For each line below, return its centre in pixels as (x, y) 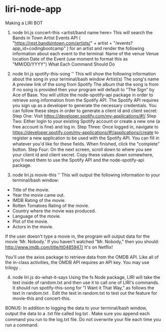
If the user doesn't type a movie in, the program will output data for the (78, 236)
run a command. (22, 325)
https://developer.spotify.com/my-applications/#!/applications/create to (85, 132)
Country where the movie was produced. (54, 211)
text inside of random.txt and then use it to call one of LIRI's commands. (86, 282)
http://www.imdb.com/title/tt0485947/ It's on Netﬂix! (59, 247)
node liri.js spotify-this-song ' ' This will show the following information (84, 73)
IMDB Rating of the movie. (39, 200)
